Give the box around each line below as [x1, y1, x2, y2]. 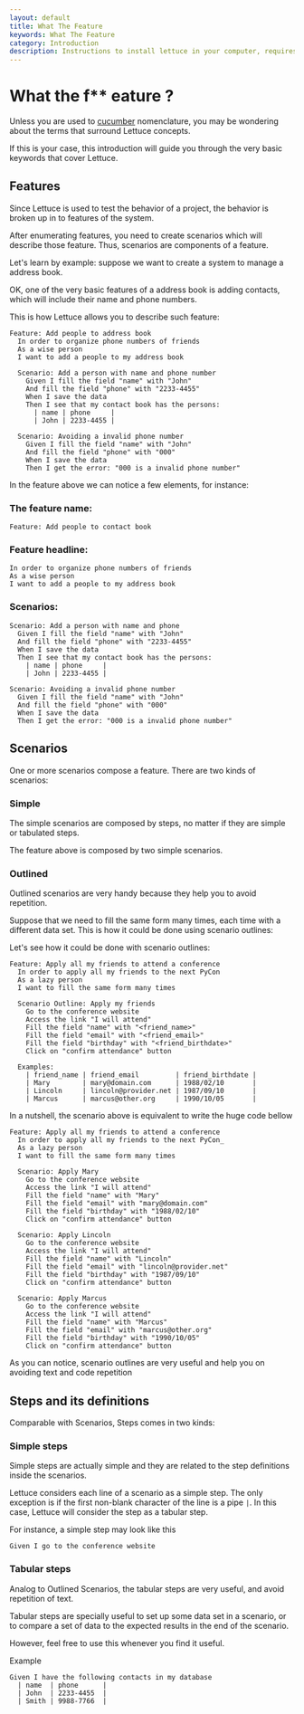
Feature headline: [9, 544, 89, 557]
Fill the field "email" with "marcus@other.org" [25, 1326, 213, 1335]
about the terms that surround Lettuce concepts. [9, 126, 192, 137]
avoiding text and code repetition [9, 1367, 133, 1378]
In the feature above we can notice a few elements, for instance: [9, 479, 249, 490]
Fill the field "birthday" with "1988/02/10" [25, 1207, 201, 1216]
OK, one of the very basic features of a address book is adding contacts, [9, 284, 280, 295]
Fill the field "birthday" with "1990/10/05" [25, 1334, 201, 1343]
